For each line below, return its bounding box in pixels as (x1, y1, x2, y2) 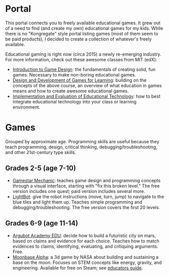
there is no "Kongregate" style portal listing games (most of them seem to (5, 30, 158, 36)
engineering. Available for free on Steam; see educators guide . (12, 264, 143, 271)
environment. (12, 104, 40, 110)
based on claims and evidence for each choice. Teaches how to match (12, 238, 160, 244)
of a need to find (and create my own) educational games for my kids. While (5, 25, 163, 31)
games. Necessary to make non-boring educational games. (12, 71, 136, 77)
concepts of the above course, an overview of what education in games (12, 82, 162, 89)
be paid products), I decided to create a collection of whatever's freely (5, 36, 152, 42)
